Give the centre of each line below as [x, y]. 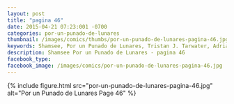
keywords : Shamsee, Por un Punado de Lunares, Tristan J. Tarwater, [109, 46]
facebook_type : [29, 59]
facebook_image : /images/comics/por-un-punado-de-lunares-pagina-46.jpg [115, 66]
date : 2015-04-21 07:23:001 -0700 [57, 27]
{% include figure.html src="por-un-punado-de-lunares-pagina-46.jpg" [110, 85]
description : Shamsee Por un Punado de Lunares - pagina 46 [96, 53]
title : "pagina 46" [36, 20]
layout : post [26, 14]
